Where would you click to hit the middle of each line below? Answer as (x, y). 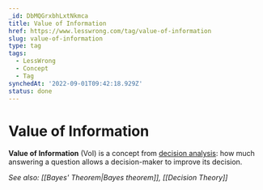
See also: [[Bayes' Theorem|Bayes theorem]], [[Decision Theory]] (118, 178)
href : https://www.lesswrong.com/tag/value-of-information (110, 31)
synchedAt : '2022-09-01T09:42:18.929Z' (76, 83)
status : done (30, 91)
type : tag (25, 46)
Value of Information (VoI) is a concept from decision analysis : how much (131, 154)
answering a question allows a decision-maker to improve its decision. (125, 162)
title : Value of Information (57, 23)
